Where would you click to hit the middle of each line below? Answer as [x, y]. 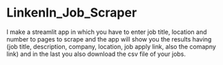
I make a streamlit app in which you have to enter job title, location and [107, 32]
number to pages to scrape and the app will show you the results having [109, 39]
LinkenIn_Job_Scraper [72, 13]
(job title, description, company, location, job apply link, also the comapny [111, 46]
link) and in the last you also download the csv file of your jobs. [96, 54]
